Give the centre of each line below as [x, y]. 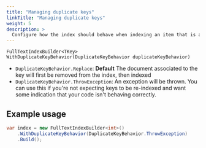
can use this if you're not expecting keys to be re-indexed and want [101, 88]
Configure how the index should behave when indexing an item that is [104, 35]
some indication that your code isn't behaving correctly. [86, 95]
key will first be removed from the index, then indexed [83, 75]
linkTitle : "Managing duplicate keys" [56, 18]
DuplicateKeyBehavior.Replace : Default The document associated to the [106, 69]
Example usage [36, 114]
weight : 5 [19, 23]
